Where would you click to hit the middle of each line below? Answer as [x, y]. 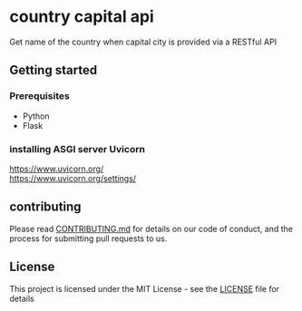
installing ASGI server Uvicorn [77, 149]
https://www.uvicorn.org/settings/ [73, 178]
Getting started [54, 70]
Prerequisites [39, 96]
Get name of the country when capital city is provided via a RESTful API [143, 42]
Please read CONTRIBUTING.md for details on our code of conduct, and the [151, 228]
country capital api [82, 17]
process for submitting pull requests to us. [88, 238]
